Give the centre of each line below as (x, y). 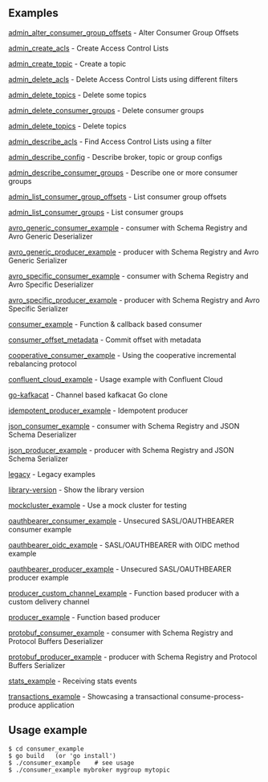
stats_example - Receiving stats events (73, 681)
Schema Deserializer (43, 434)
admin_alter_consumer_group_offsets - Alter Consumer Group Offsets (124, 32)
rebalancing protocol (43, 364)
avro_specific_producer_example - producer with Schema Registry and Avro (134, 299)
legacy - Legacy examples (52, 474)
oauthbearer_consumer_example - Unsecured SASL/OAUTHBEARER (121, 520)
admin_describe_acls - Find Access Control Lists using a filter (110, 141)
